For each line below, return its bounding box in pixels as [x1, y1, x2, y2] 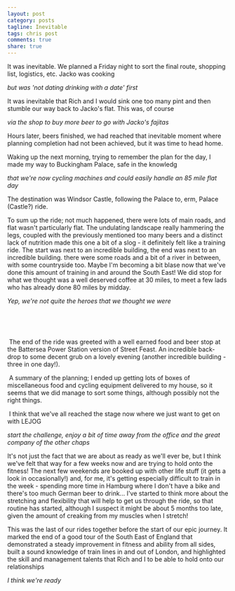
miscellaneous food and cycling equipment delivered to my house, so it [7, 381, 213, 389]
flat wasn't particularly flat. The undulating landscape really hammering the [7, 223, 224, 232]
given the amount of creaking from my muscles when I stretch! [7, 512, 189, 520]
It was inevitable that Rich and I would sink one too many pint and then [7, 97, 211, 105]
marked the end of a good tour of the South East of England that [7, 533, 193, 541]
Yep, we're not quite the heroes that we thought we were [7, 297, 172, 305]
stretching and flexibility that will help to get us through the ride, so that [7, 497, 214, 505]
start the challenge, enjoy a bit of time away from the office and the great [7, 431, 221, 439]
